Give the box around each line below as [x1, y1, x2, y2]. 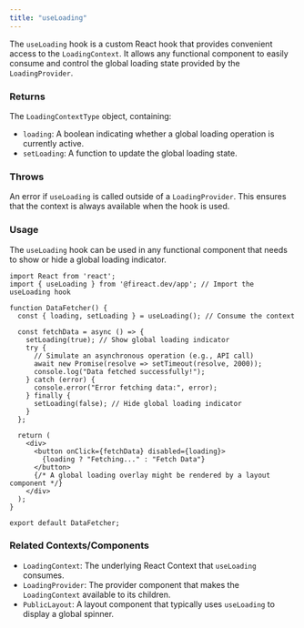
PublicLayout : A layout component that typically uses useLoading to [22, 598, 276, 610]
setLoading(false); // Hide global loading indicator [33, 399, 243, 408]
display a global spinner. [22, 608, 115, 619]
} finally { [25, 390, 71, 400]
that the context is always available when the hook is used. [9, 201, 230, 212]
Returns [9, 90, 46, 103]
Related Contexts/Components [9, 539, 150, 552]
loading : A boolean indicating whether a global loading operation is [22, 128, 275, 139]
